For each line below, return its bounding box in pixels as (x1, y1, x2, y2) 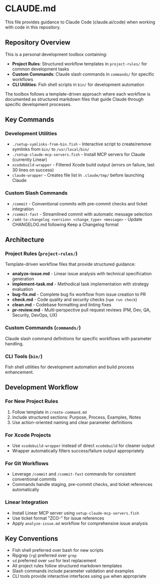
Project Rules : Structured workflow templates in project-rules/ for (12, 60, 147, 66)
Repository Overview (5, 39, 71, 47)
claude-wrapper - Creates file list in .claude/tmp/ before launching (12, 172, 144, 178)
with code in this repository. (5, 24, 61, 30)
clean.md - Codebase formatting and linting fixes (12, 302, 112, 308)
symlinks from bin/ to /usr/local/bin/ (12, 146, 89, 152)
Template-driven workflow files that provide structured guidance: (5, 262, 136, 267)
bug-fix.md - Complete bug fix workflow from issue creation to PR (12, 291, 146, 298)
